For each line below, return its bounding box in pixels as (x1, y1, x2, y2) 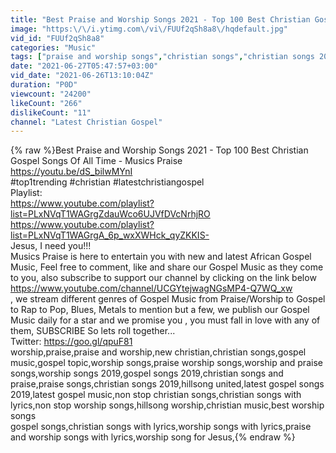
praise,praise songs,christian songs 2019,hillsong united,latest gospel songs (10, 378, 325, 390)
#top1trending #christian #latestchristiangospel (10, 176, 205, 188)
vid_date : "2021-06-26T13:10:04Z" (10, 71, 155, 81)
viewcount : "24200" (10, 89, 92, 99)
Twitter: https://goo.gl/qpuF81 (10, 336, 133, 348)
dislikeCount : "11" (10, 107, 92, 118)
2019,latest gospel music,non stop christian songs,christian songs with (10, 389, 302, 401)
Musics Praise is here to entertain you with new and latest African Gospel (10, 251, 312, 263)
